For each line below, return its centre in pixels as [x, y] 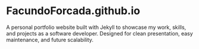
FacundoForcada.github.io [73, 11]
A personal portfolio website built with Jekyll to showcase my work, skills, [96, 27]
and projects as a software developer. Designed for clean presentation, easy [99, 33]
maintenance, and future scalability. [50, 40]
